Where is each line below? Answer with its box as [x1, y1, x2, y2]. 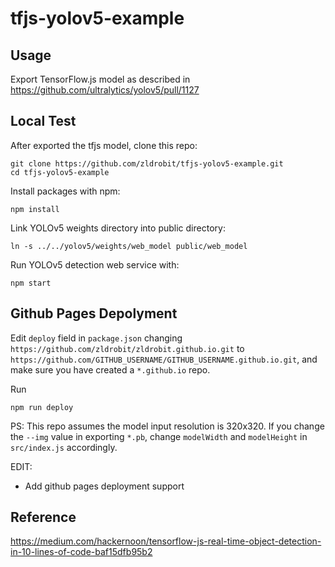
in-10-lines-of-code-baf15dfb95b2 [10, 546, 153, 558]
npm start [10, 278, 52, 288]
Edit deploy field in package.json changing [10, 332, 183, 344]
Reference [10, 509, 77, 526]
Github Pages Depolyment [10, 305, 178, 322]
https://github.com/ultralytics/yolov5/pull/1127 [10, 84, 200, 96]
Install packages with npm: [10, 185, 121, 197]
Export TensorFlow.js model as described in [10, 73, 191, 85]
